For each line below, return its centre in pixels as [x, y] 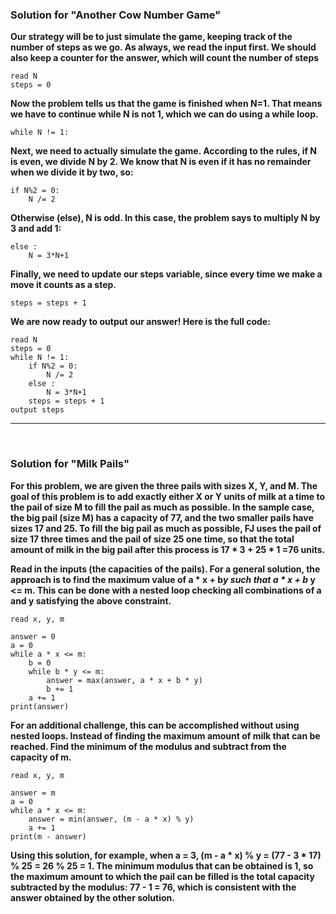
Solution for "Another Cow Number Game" [116, 15]
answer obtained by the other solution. [92, 897]
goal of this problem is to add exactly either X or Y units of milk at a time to [168, 496]
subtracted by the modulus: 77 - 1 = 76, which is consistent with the [153, 887]
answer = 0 [33, 636]
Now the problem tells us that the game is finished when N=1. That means [166, 104]
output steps [37, 410]
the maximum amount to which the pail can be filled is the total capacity [162, 876]
